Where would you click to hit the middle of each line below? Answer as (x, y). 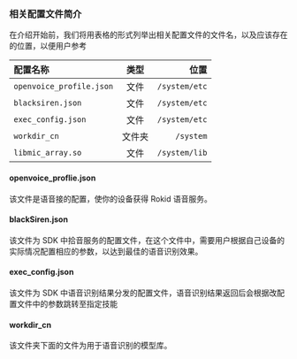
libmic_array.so (48, 153)
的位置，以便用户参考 (48, 46)
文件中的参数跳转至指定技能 (67, 303)
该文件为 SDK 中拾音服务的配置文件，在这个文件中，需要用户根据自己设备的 (147, 240)
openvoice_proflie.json (53, 178)
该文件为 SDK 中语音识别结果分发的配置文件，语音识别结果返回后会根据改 (143, 293)
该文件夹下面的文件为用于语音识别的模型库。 (91, 346)
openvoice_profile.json (64, 87)
